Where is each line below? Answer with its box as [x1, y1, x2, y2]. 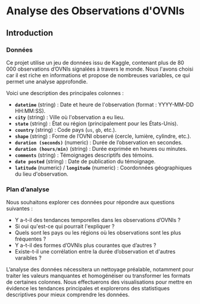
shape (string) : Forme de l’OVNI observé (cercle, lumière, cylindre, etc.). [14, 132, 192, 140]
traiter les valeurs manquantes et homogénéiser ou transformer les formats [6, 272, 190, 280]
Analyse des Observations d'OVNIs [6, 4, 185, 18]
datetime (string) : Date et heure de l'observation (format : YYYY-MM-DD [14, 101, 194, 108]
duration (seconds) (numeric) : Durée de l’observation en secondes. [14, 138, 183, 146]
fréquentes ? [14, 236, 46, 243]
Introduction [6, 28, 54, 38]
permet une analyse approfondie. [6, 78, 88, 85]
